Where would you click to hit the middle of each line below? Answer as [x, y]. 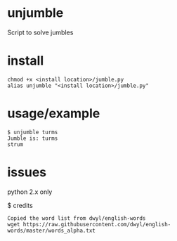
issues [27, 172]
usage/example [54, 113]
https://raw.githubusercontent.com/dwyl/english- [97, 224]
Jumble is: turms [33, 138]
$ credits [20, 205]
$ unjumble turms [33, 132]
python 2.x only [30, 192]
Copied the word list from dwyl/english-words [77, 218]
